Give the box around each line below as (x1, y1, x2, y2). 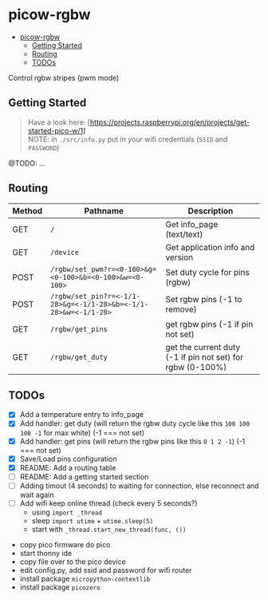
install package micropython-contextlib (19, 574, 151, 583)
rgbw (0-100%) (165, 361, 227, 372)
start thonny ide (19, 548, 73, 558)
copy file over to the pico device (19, 557, 126, 566)
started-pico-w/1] (27, 125, 86, 135)
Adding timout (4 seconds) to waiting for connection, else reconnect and (19, 481, 259, 491)
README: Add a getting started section (19, 471, 149, 481)
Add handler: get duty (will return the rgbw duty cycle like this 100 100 (19, 419, 250, 428)
